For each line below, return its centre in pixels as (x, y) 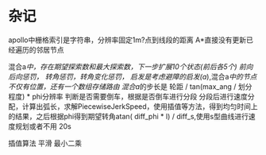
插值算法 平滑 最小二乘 (45, 143)
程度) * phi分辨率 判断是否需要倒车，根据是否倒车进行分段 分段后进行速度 (128, 96)
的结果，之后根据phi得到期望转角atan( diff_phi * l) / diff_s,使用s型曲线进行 (128, 116)
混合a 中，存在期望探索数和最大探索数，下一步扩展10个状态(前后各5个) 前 (127, 66)
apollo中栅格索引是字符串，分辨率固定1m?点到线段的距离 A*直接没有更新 (127, 40)
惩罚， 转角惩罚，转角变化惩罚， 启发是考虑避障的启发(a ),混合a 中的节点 (139, 76)
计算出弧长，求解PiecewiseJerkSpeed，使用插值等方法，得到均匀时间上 (140, 106)
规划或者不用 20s (43, 126)
